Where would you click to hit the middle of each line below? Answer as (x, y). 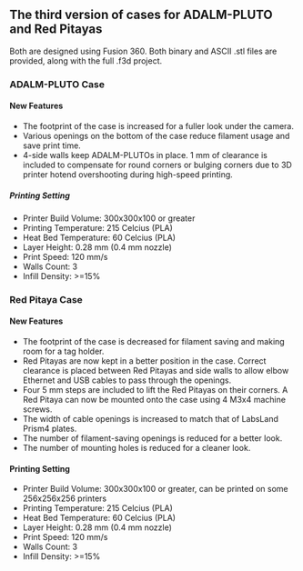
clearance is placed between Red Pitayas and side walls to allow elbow (156, 371)
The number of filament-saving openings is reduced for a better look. (152, 438)
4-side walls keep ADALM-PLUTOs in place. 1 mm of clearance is (145, 155)
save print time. (52, 145)
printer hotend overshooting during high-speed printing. (128, 174)
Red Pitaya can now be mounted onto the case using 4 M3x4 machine (154, 400)
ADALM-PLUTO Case (57, 84)
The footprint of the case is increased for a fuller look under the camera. (158, 125)
